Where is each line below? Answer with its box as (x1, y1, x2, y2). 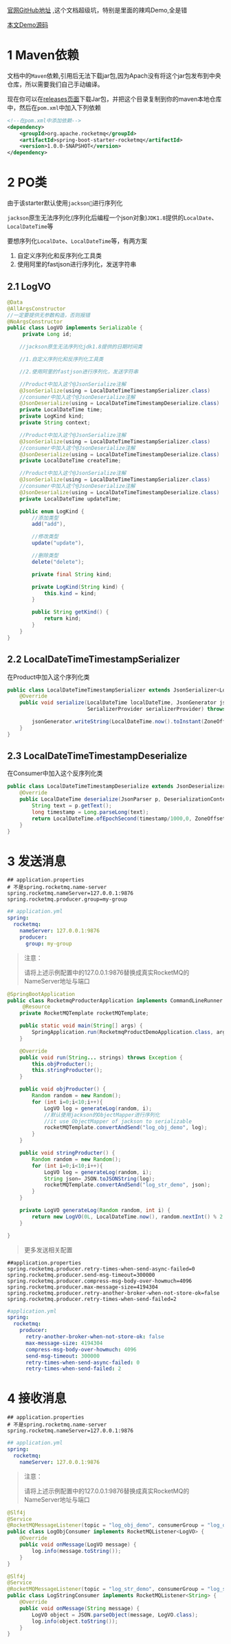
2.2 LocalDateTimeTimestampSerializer (7, 654, 180, 665)
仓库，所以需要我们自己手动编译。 (7, 80, 104, 88)
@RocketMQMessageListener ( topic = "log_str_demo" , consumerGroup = (7, 1586, 205, 1593)
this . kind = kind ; (43, 589, 97, 597)
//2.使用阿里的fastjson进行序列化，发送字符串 (19, 368, 139, 375)
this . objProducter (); (32, 1060, 94, 1068)
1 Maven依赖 (7, 48, 79, 63)
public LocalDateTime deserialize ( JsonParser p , (19, 796, 162, 803)
